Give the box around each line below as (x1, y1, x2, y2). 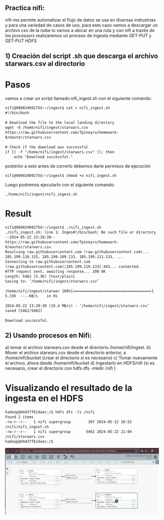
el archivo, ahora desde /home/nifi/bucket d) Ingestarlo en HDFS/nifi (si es (5, 360, 155, 366)
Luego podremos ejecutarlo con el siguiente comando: (5, 182, 115, 188)
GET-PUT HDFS (5, 38, 37, 44)
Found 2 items (5, 414, 34, 420)
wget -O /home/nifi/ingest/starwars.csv (5, 125, 89, 130)
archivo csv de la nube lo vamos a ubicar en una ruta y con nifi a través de (5, 27, 155, 33)
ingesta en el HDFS (5, 393, 83, 404)
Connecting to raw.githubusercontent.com (5, 259, 91, 264)
